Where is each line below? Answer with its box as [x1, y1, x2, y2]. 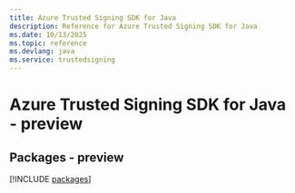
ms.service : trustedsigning [9, 55, 116, 64]
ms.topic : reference [9, 38, 88, 48]
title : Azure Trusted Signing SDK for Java [9, 13, 177, 23]
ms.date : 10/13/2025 [9, 30, 88, 39]
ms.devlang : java [9, 47, 75, 56]
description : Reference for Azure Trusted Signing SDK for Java [9, 22, 258, 31]
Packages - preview [9, 150, 124, 165]
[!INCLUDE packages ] [9, 174, 92, 184]
